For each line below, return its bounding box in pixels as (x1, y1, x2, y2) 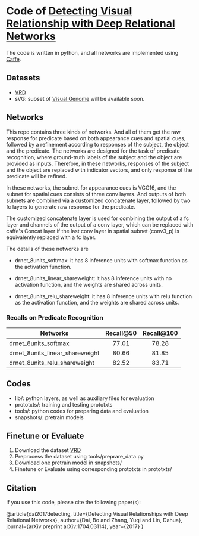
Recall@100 (142, 329, 178, 337)
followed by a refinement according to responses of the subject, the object (6, 141, 189, 148)
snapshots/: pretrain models (14, 413, 84, 421)
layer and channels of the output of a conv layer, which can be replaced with (6, 221, 194, 228)
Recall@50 (105, 329, 137, 337)
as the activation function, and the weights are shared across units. (14, 299, 179, 306)
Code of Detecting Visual (6, 4, 132, 18)
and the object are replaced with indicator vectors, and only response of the (6, 166, 192, 173)
